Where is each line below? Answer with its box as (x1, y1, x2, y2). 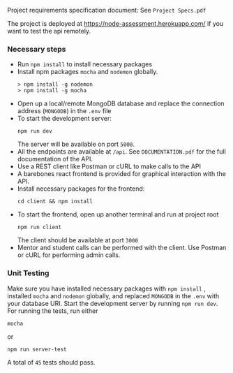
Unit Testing (7, 268, 50, 278)
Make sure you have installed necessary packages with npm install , (7, 284, 206, 293)
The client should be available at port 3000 (17, 236, 138, 244)
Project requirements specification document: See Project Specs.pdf (7, 6, 206, 14)
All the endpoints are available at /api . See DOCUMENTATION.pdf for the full (17, 147, 227, 156)
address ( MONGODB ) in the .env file (17, 107, 112, 115)
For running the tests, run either (7, 307, 98, 315)
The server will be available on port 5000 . (17, 140, 135, 149)
